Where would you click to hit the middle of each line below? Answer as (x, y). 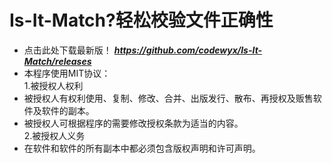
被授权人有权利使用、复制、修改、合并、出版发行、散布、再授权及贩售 (168, 98)
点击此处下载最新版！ (67, 50)
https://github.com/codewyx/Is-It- (188, 50)
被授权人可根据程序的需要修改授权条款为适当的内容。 (133, 123)
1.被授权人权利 (53, 85)
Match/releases (57, 61)
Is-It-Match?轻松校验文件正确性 (141, 20)
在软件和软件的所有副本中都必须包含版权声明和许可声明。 (142, 148)
